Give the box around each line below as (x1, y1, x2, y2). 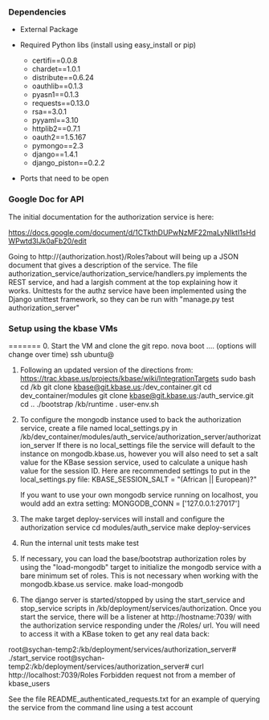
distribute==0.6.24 (31, 73, 95, 83)
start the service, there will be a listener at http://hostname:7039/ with (19, 612, 252, 621)
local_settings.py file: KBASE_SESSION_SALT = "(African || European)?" (19, 474, 257, 484)
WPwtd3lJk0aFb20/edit (8, 236, 87, 246)
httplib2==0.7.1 (31, 124, 81, 134)
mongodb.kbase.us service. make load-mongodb (19, 579, 184, 588)
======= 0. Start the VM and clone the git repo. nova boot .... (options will (8, 340, 257, 351)
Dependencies (8, 6, 67, 18)
